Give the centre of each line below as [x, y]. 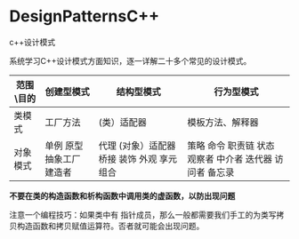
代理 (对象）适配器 [137, 146]
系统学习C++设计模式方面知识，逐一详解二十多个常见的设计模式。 [130, 60]
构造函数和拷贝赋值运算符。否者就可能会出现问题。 [110, 226]
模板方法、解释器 [222, 122]
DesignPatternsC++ [85, 16]
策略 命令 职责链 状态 [230, 146]
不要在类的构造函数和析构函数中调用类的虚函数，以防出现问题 [122, 195]
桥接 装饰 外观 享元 [138, 159]
